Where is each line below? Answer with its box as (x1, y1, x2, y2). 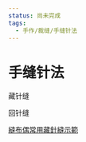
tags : (8, 19, 26, 27)
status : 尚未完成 (8, 11, 61, 20)
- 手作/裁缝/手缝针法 (15, 26, 78, 34)
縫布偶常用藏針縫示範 (8, 125, 78, 135)
